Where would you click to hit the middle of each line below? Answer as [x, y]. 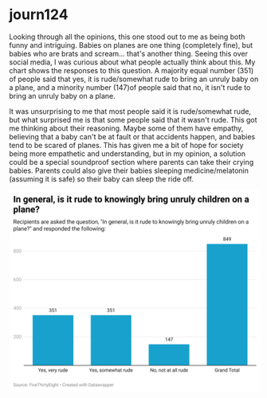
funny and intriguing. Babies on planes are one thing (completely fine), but [131, 45]
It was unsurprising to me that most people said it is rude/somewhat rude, [130, 111]
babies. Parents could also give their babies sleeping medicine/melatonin [129, 170]
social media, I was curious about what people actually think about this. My [132, 62]
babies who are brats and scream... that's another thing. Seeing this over [128, 53]
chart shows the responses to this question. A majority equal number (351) [132, 70]
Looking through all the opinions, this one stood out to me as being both [127, 37]
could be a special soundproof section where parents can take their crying [132, 162]
